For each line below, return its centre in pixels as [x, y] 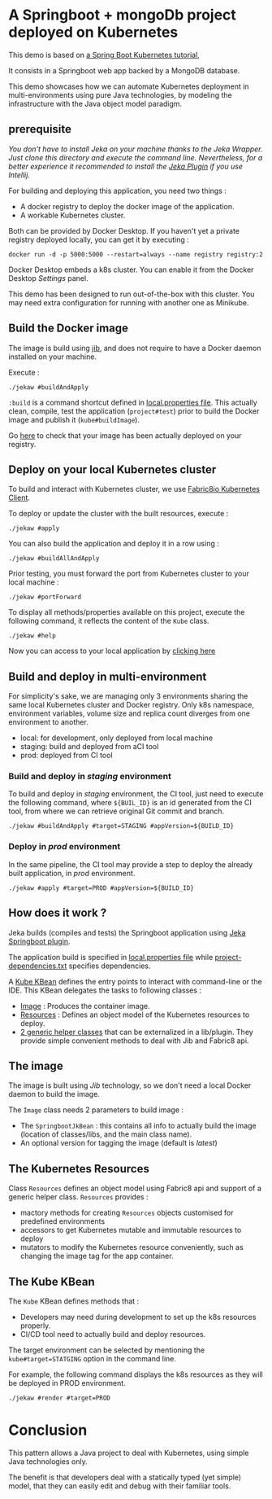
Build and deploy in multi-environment [108, 676]
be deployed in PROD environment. [67, 1383]
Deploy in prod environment [65, 847]
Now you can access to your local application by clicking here [112, 651]
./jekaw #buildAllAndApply [54, 559]
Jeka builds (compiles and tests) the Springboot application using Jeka [127, 932]
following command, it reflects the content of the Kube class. [109, 621]
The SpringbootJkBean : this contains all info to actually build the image [138, 1126]
